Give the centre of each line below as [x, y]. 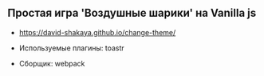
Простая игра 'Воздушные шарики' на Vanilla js [132, 13]
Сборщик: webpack [52, 63]
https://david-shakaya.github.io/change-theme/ [97, 32]
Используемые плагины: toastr [71, 48]
